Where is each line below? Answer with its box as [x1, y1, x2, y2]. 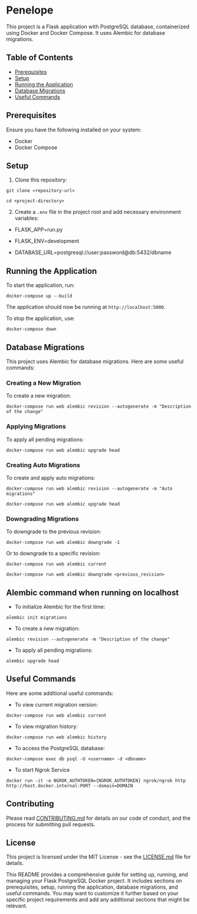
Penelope [6, 4, 54, 17]
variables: [14, 215, 39, 222]
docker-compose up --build [6, 293, 73, 299]
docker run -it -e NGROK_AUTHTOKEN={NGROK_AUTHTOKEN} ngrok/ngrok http [6, 777, 186, 784]
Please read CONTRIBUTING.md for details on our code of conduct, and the [6, 814, 191, 821]
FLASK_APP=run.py [14, 226, 63, 233]
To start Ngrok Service [14, 766, 70, 773]
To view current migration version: [14, 701, 98, 708]
